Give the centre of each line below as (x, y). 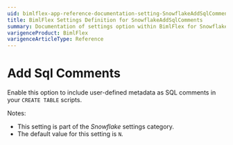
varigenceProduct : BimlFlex (48, 33)
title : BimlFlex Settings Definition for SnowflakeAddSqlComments (105, 20)
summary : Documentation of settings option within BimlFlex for (102, 26)
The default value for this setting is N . (70, 134)
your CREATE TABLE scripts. (44, 100)
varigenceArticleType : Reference (55, 39)
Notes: (17, 113)
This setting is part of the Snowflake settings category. (96, 127)
